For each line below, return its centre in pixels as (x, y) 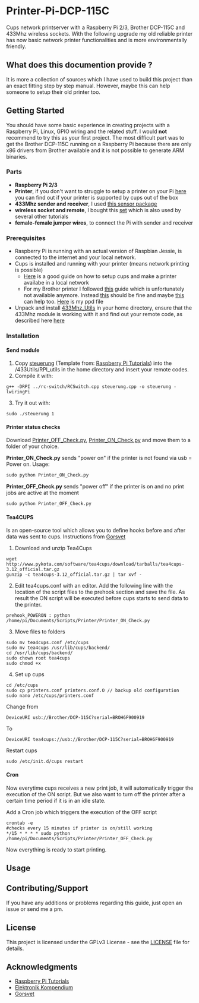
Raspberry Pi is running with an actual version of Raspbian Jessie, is (98, 251)
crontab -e (20, 823)
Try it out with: (32, 403)
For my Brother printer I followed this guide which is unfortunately (104, 289)
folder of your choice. (33, 446)
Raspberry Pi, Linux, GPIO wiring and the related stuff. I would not (87, 131)
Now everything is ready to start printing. (56, 849)
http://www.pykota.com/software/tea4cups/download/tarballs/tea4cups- (95, 564)
